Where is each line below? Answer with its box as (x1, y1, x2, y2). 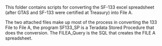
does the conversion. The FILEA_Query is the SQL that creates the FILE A (5, 30, 156, 35)
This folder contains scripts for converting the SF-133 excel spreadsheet (5, 4, 154, 10)
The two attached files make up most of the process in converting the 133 (5, 19, 157, 25)
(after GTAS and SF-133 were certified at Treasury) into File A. (5, 9, 133, 15)
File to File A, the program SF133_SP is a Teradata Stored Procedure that (5, 24, 154, 30)
